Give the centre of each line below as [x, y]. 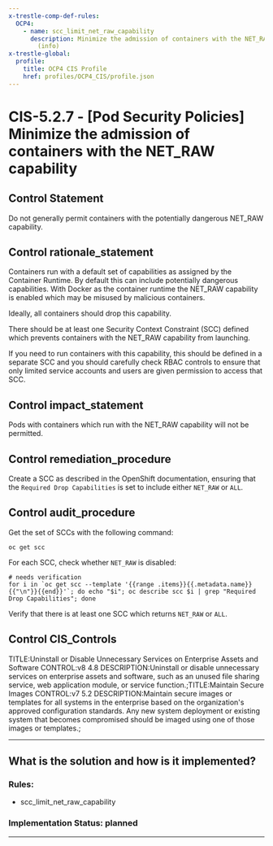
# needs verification [45, 577]
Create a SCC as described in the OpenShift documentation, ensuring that [132, 479]
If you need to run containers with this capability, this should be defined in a [135, 354]
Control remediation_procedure [90, 459]
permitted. [26, 434]
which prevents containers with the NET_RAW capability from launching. [129, 338]
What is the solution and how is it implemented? [132, 761]
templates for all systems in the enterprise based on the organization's [126, 702]
